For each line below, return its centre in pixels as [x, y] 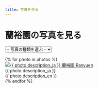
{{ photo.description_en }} [31, 76]
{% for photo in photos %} [31, 59]
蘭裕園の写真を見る [43, 35]
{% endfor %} [19, 81]
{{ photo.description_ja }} [30, 70]
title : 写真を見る [22, 10]
